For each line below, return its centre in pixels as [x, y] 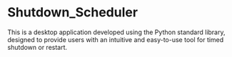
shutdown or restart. [37, 47]
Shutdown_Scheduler [72, 12]
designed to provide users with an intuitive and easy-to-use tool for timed [116, 39]
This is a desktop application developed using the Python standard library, [117, 32]
